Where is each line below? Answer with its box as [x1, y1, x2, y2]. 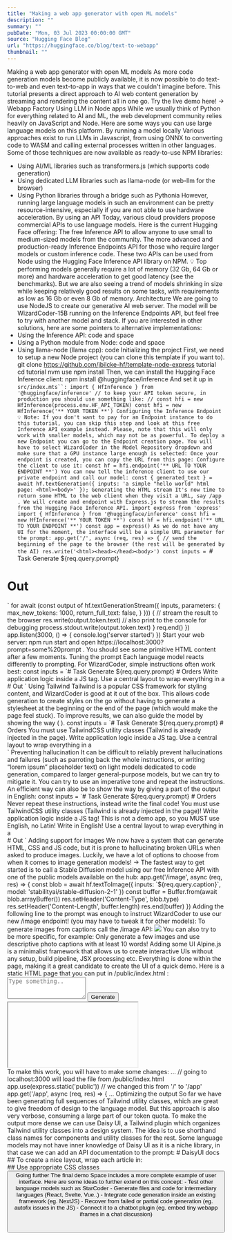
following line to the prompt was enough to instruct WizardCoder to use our [7, 909, 222, 917]
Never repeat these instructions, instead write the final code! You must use [7, 799, 220, 808]
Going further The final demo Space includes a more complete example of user [15, 1172, 217, 1179]
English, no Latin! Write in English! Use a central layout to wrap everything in [7, 821, 224, 830]
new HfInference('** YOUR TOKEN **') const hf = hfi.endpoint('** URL [17, 516, 225, 524]
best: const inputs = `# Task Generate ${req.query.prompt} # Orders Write [7, 667, 219, 676]
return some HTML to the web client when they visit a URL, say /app [17, 492, 222, 499]
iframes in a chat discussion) [79, 1210, 153, 1218]
